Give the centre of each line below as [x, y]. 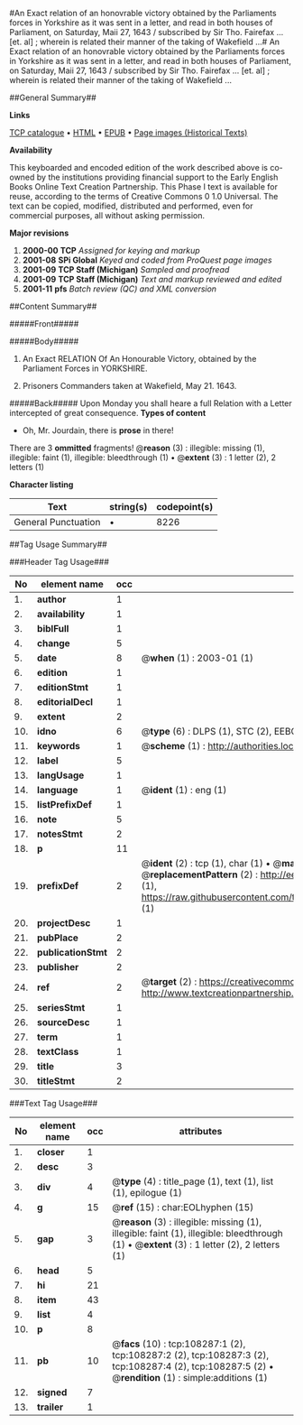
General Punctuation [57, 522]
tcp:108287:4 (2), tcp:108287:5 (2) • [193, 1366]
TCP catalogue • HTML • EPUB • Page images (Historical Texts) [129, 133]
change [54, 643]
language [58, 790]
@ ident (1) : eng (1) [184, 790]
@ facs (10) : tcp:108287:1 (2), [179, 1344]
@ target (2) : [169, 981]
